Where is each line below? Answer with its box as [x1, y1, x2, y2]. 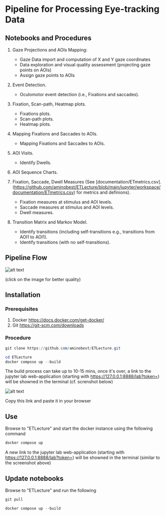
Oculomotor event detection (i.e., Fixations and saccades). [19, 92, 140, 97]
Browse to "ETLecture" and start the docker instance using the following [5, 425, 153, 432]
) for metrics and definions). [73, 189, 131, 195]
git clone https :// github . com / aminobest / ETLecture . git [5, 345, 121, 350]
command [5, 431, 26, 437]
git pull [5, 497, 23, 502]
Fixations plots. [19, 111, 51, 116]
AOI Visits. [12, 150, 34, 156]
